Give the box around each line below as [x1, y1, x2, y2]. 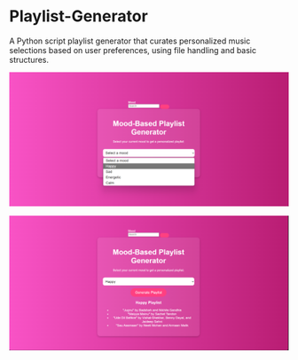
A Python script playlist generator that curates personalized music [9, 35, 251, 46]
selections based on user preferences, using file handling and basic [9, 44, 257, 55]
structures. [9, 54, 49, 65]
